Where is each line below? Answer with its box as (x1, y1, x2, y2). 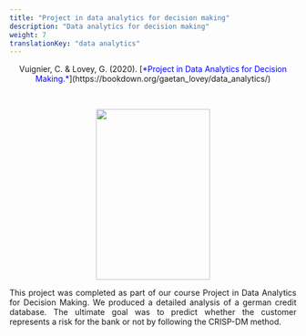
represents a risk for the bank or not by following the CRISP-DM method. (9, 316, 282, 328)
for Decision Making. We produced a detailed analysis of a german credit (9, 297, 297, 308)
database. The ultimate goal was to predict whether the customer (9, 307, 297, 318)
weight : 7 (9, 30, 47, 39)
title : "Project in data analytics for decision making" (9, 13, 230, 23)
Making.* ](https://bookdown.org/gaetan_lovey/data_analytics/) (35, 74, 271, 85)
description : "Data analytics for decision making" (9, 22, 209, 31)
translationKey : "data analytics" (9, 38, 141, 48)
